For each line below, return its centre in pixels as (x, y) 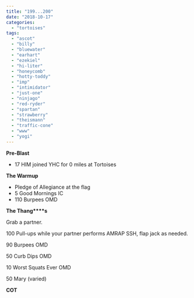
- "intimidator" (31, 88)
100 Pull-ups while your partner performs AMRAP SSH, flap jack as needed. (97, 233)
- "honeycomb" (28, 71)
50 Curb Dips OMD (29, 256)
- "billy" (23, 44)
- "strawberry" (30, 115)
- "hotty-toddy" (31, 77)
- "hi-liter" (27, 66)
